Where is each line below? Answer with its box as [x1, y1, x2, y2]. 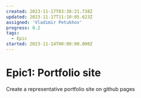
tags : [6, 30, 19, 36]
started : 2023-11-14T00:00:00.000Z [6, 41, 93, 47]
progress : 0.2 [6, 24, 41, 31]
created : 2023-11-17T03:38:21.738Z [6, 8, 93, 15]
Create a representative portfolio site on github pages [6, 85, 135, 92]
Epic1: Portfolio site [6, 66, 101, 79]
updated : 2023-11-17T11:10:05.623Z [6, 14, 93, 20]
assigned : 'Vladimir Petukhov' [6, 19, 82, 25]
